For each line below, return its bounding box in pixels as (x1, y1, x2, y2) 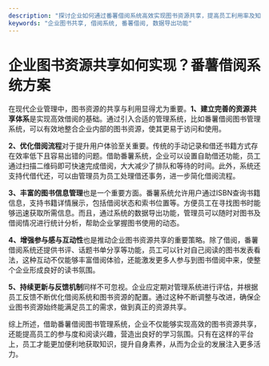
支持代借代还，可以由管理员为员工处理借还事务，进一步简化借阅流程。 (8, 171, 240, 181)
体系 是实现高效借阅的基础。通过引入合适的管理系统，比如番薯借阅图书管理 (14, 114, 261, 124)
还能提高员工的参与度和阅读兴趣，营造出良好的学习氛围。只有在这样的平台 (8, 329, 254, 339)
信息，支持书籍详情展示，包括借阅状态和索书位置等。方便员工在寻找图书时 (8, 198, 254, 208)
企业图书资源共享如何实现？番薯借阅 (8, 56, 247, 74)
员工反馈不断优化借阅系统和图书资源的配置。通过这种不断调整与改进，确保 (8, 292, 254, 302)
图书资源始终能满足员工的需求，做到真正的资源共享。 (14, 302, 191, 312)
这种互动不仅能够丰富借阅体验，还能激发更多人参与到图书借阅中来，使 (22, 255, 254, 265)
